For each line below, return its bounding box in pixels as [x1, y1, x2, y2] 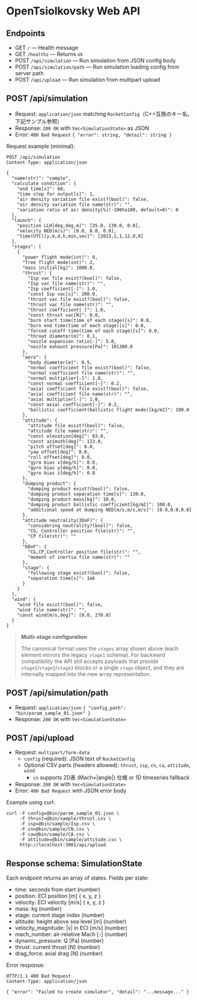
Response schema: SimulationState [6, 858, 142, 869]
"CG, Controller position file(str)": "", [28, 528, 136, 534]
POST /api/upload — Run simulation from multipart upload [14, 76, 160, 83]
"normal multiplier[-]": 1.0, [28, 375, 103, 381]
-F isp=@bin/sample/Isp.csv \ [19, 821, 95, 827]
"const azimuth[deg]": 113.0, [28, 438, 103, 445]
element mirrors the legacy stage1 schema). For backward [20, 651, 165, 658]
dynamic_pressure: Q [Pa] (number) [14, 937, 104, 944]
